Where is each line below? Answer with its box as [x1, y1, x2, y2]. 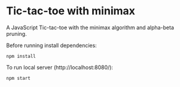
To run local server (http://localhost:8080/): [6, 64, 114, 71]
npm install [6, 53, 36, 59]
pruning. [6, 30, 27, 37]
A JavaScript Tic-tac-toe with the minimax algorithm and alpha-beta [6, 24, 175, 31]
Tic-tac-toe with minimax [6, 4, 136, 18]
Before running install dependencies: [6, 42, 97, 49]
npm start [6, 75, 31, 81]
